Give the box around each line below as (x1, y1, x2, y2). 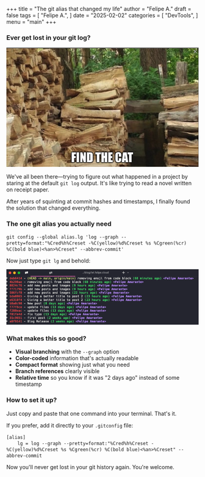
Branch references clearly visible (15, 368, 100, 375)
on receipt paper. (6, 186, 50, 193)
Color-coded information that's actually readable (15, 355, 139, 362)
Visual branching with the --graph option (15, 348, 120, 355)
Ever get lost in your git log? (6, 33, 91, 42)
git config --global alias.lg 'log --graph (6, 234, 119, 240)
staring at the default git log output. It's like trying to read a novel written (6, 179, 192, 187)
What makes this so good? (6, 334, 87, 342)
